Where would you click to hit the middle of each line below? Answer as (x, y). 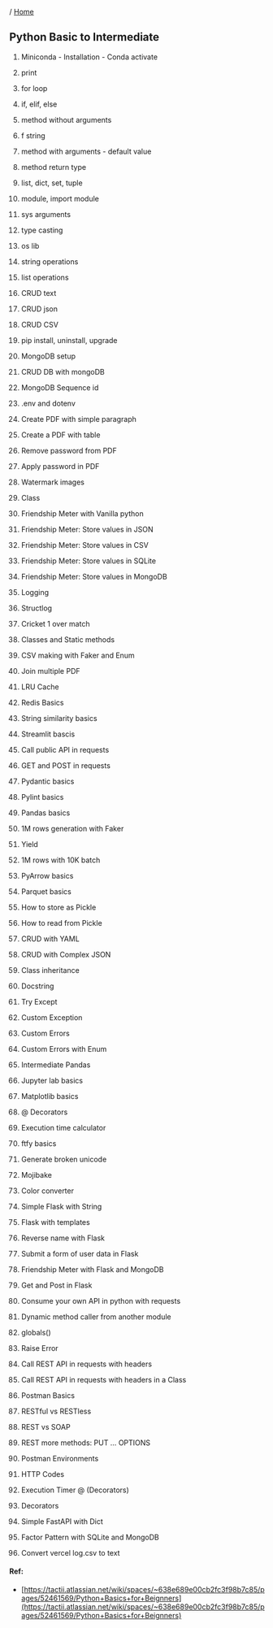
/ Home (22, 12)
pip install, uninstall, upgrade (69, 340)
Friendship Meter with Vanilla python (82, 513)
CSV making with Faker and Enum (78, 655)
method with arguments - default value (86, 151)
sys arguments (46, 214)
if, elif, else (39, 104)
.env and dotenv (48, 403)
